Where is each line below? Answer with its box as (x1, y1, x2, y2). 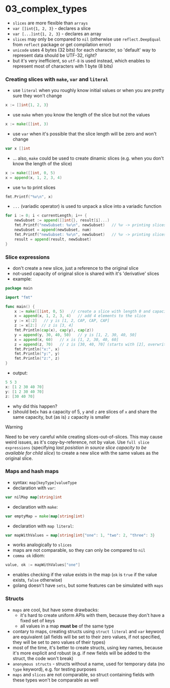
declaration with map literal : (12, 523, 74, 529)
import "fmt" (5, 295, 33, 300)
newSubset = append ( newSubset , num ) (14, 227, 92, 233)
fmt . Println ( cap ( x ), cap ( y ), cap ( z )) (14, 328, 94, 333)
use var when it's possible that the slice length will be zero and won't (12, 131, 157, 137)
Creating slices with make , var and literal (5, 76, 109, 83)
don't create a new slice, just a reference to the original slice (12, 265, 139, 271)
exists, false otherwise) (12, 577, 62, 583)
